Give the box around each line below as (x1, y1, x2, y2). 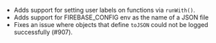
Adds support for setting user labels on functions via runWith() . (13, 6, 195, 14)
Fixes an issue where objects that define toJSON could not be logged (13, 21, 209, 28)
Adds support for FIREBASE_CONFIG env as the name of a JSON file (13, 13, 209, 21)
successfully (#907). (13, 28, 73, 36)
